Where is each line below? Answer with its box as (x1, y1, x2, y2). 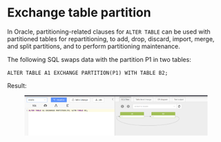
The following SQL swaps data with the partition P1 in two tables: (7, 55, 191, 63)
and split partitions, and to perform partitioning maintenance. (7, 42, 181, 50)
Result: (7, 81, 27, 90)
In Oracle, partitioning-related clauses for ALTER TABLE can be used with (7, 27, 211, 36)
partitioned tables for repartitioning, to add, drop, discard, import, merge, (7, 34, 215, 43)
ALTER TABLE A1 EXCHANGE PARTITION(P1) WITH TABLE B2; (7, 69, 169, 76)
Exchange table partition (7, 5, 151, 21)
